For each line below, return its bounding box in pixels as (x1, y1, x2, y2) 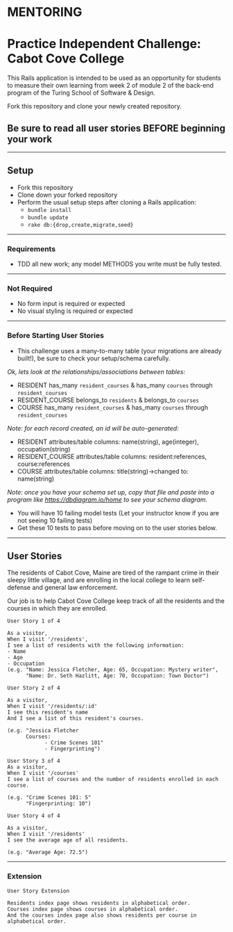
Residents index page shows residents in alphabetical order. (7, 899, 191, 906)
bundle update (27, 214, 69, 221)
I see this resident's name (7, 709, 89, 716)
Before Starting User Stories (7, 331, 104, 341)
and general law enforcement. (32, 584, 118, 592)
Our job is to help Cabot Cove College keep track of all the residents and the (7, 597, 225, 605)
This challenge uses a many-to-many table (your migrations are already (17, 346, 222, 355)
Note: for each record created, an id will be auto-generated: (7, 424, 179, 432)
